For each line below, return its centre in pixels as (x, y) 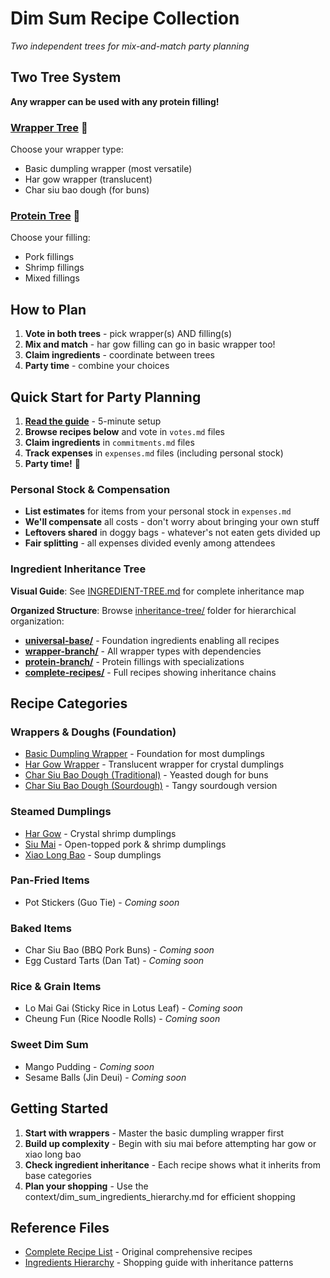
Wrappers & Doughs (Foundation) (93, 732)
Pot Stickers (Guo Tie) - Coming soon (102, 902)
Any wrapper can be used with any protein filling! (115, 101)
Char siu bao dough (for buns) (87, 190)
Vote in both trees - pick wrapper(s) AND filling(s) (128, 334)
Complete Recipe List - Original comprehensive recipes (138, 1252)
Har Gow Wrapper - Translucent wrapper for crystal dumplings (154, 764)
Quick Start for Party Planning (106, 397)
